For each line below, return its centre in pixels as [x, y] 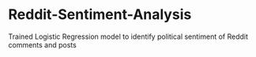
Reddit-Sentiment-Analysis [100, 15]
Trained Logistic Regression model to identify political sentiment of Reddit [128, 36]
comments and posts [42, 44]
